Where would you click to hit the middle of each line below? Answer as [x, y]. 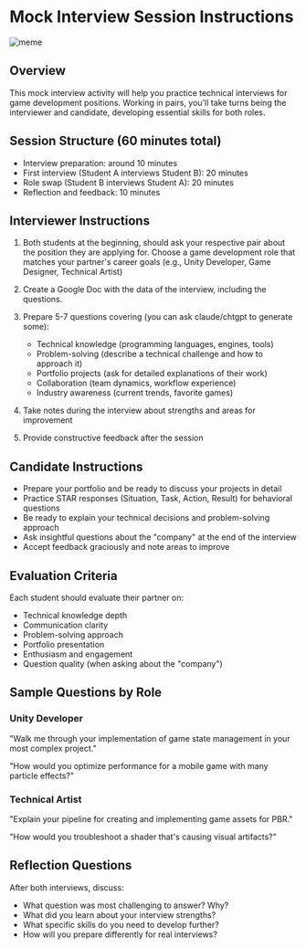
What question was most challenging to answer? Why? [126, 905]
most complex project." [53, 748]
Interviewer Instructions [80, 221]
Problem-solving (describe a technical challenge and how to [149, 354]
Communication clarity [65, 625]
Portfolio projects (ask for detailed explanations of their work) [152, 374]
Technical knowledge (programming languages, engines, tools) [155, 344]
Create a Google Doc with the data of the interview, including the [144, 290]
